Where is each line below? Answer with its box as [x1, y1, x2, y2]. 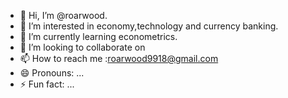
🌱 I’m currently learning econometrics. [19, 31, 178, 42]
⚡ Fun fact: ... [19, 78, 75, 90]
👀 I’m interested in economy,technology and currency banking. [19, 20, 279, 32]
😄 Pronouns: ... [19, 67, 85, 79]
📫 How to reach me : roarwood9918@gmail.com [19, 53, 219, 64]
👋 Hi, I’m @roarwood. [19, 10, 108, 21]
